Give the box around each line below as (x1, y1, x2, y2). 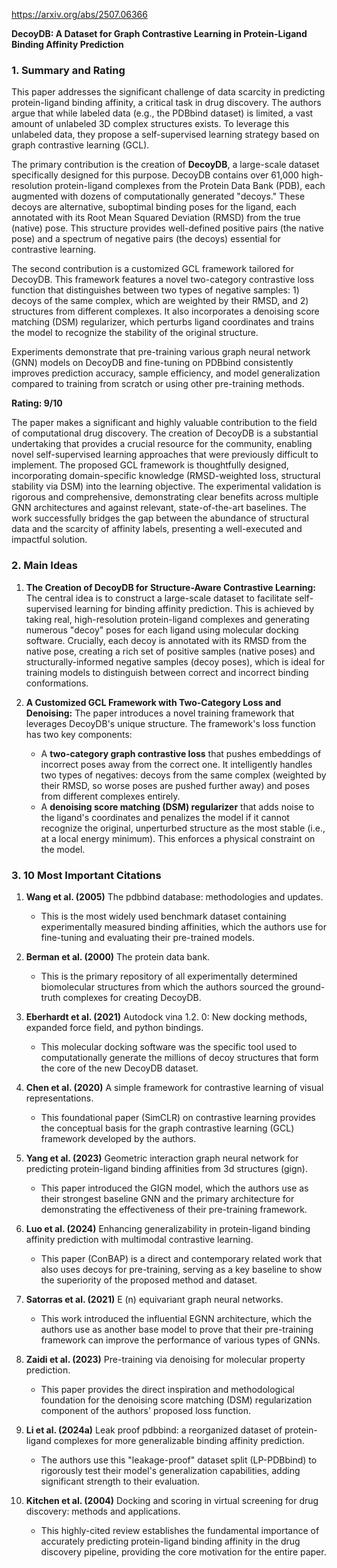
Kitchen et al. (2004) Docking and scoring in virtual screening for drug (25, 1494, 319, 1506)
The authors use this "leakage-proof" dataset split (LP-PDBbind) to (40, 1454, 318, 1466)
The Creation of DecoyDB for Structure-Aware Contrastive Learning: (25, 581, 317, 593)
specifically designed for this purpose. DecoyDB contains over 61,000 (11, 169, 299, 181)
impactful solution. (11, 534, 88, 546)
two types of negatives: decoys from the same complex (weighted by (40, 769, 327, 781)
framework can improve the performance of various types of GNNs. (40, 1334, 321, 1346)
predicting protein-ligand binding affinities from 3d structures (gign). (25, 1162, 308, 1174)
